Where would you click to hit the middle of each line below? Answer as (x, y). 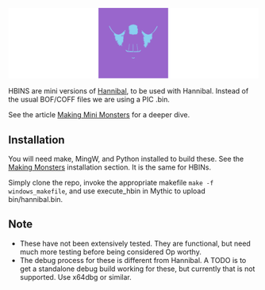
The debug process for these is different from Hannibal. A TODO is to (133, 260)
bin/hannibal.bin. (36, 200)
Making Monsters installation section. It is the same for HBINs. (110, 167)
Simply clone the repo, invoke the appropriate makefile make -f (111, 183)
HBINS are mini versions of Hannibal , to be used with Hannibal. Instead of (129, 91)
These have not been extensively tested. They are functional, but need (135, 243)
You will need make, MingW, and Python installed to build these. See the (126, 159)
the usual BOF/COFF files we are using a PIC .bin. (89, 100)
